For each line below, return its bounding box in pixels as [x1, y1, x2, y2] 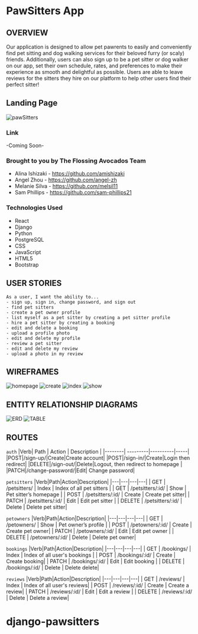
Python [14, 229, 33, 237]
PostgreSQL [14, 236, 44, 243]
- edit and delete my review [6, 346, 78, 352]
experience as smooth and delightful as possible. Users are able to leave [6, 69, 183, 75]
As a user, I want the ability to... [6, 294, 99, 300]
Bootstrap [14, 261, 39, 268]
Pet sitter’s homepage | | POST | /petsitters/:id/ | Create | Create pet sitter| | [6, 490, 190, 498]
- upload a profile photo [6, 330, 70, 336]
